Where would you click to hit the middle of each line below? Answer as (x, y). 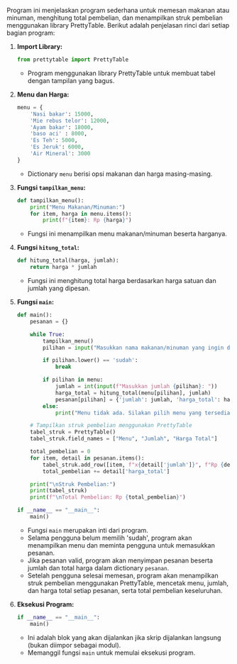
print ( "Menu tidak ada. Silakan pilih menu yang (128, 413)
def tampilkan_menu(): (50, 200)
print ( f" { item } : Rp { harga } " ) (87, 220)
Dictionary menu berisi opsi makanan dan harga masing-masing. (120, 174)
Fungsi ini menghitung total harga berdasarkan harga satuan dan (122, 281)
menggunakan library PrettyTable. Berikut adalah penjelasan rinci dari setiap (118, 25)
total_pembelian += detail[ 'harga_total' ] (106, 471)
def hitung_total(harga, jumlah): (68, 261)
